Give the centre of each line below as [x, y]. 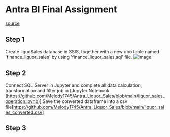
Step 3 [16, 128]
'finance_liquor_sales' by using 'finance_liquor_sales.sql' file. [69, 57]
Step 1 [15, 39]
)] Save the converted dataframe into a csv [83, 101]
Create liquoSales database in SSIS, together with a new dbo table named [82, 51]
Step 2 [16, 73]
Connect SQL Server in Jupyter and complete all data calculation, [74, 85]
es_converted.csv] [25, 112]
